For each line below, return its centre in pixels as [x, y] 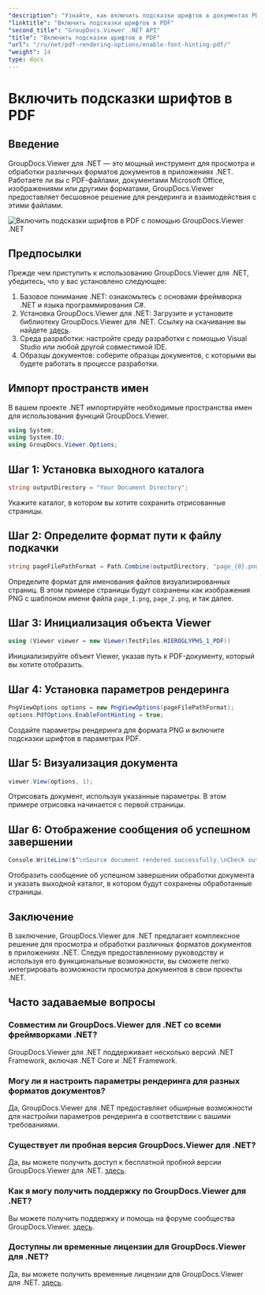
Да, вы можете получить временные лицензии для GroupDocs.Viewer [126, 1274]
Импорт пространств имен [78, 389]
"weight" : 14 [30, 52]
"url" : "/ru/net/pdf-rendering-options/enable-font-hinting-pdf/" [119, 45]
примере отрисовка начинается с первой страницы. [97, 805]
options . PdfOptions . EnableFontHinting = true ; [86, 715]
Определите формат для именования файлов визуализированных [119, 582]
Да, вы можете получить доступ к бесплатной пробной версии [115, 1162]
